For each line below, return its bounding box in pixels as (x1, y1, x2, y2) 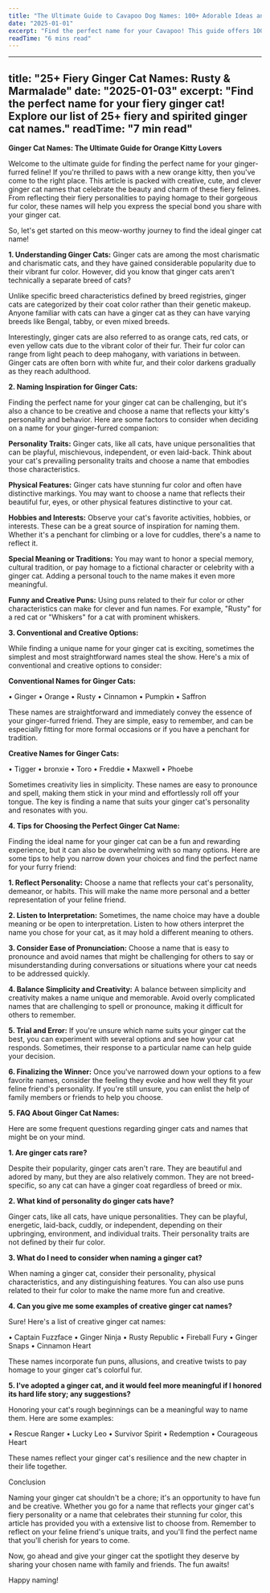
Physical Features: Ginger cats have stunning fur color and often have (8, 480, 243, 490)
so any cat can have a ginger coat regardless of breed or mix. (39, 1180, 243, 1191)
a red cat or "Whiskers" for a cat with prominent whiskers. (8, 612, 201, 622)
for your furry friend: (8, 862, 77, 872)
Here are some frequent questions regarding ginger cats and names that (8, 1124, 248, 1134)
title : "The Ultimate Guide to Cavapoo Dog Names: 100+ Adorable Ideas (8, 11, 253, 20)
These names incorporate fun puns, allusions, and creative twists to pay (8, 1356, 247, 1366)
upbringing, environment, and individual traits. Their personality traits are (8, 1229, 250, 1239)
